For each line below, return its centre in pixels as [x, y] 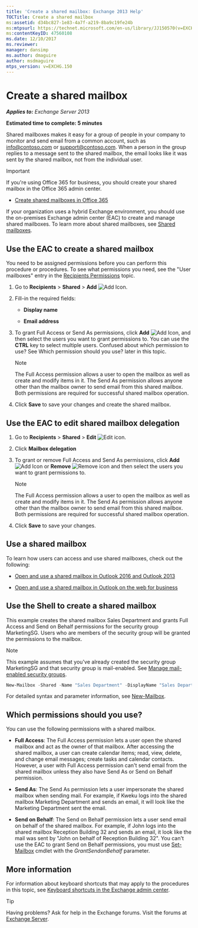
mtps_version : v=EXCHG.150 [39, 66]
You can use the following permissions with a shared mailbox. [81, 729]
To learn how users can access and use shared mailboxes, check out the [95, 558]
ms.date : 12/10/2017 [32, 39]
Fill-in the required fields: [45, 299]
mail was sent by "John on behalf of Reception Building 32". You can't [99, 838]
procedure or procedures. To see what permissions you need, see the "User [99, 269]
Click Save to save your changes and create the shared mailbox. [93, 405]
